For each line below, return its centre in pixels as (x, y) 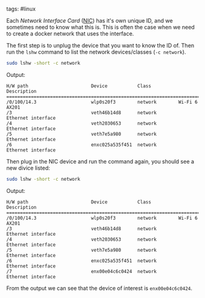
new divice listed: (28, 168)
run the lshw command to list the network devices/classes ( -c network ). (96, 52)
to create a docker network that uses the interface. (70, 34)
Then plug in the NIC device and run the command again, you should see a (100, 161)
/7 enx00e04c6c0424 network (81, 271)
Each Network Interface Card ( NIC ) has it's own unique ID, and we (90, 20)
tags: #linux (21, 9)
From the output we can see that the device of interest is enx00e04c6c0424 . (99, 288)
